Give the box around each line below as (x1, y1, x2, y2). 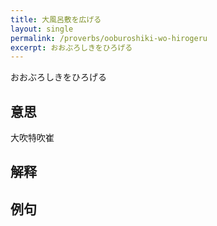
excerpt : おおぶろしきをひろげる (10, 42, 133, 53)
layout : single (10, 24, 74, 34)
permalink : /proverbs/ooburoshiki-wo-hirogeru (10, 33, 208, 43)
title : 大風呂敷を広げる (10, 14, 102, 25)
